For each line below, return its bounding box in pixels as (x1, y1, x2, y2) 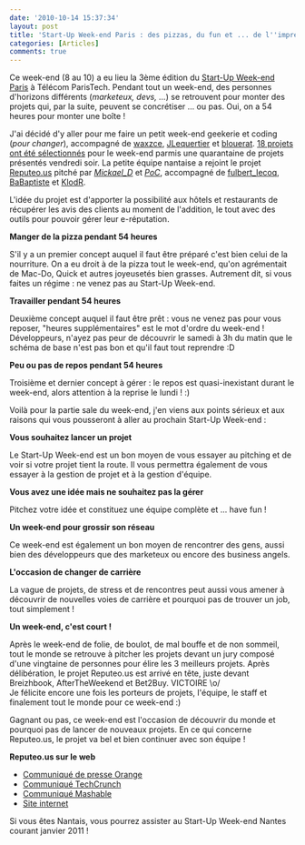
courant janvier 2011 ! (9, 825, 89, 837)
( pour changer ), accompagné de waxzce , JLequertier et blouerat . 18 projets (9, 138, 293, 149)
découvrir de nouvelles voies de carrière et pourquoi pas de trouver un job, (9, 594, 290, 605)
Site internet (22, 798, 69, 810)
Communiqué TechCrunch (22, 779, 122, 790)
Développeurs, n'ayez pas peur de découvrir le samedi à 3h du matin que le (9, 333, 293, 344)
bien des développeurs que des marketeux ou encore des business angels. (9, 549, 290, 560)
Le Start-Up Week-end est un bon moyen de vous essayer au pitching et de (9, 449, 292, 460)
